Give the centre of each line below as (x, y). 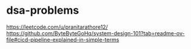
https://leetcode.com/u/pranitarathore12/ (57, 27)
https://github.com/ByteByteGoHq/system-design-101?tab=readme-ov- (95, 33)
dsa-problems (43, 10)
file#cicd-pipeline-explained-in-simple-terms (63, 39)
